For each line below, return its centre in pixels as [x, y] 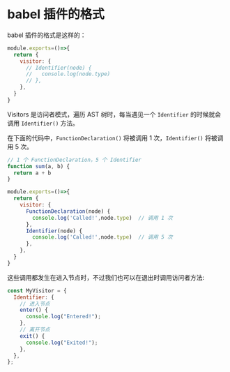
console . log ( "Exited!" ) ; [62, 343]
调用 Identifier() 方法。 [43, 123]
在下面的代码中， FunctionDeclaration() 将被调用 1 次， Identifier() [105, 137]
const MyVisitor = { [37, 290]
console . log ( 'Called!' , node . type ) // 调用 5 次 [102, 237]
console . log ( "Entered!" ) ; [63, 317]
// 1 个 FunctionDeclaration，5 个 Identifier [74, 160]
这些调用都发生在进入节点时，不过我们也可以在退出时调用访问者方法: [106, 277]
